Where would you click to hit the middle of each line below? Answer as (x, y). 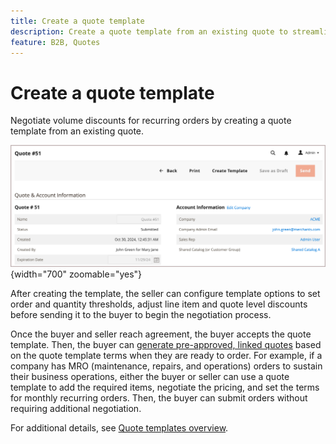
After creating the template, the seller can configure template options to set (165, 293)
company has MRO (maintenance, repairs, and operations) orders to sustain (166, 366)
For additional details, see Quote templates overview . (119, 427)
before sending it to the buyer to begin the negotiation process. (141, 314)
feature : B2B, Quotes (55, 42)
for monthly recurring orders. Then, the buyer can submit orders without (159, 397)
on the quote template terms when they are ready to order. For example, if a (166, 355)
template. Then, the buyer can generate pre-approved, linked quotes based (166, 344)
